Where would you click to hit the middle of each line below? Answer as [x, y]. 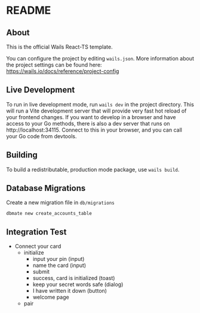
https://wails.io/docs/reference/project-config [63, 71]
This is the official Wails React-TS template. [59, 47]
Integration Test [36, 232]
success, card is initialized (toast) [74, 278]
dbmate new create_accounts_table [49, 214]
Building [22, 155]
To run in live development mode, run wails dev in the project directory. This [100, 104]
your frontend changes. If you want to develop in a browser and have [91, 117]
